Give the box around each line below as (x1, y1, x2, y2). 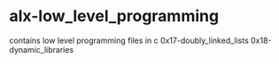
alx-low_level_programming (9, 6, 220, 26)
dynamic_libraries (9, 44, 74, 54)
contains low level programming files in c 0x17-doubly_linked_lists (9, 35, 250, 46)
